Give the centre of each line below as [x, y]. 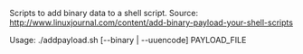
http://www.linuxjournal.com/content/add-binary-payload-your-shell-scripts [151, 22]
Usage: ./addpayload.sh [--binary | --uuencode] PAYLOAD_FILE [128, 40]
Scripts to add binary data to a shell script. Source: [104, 13]
